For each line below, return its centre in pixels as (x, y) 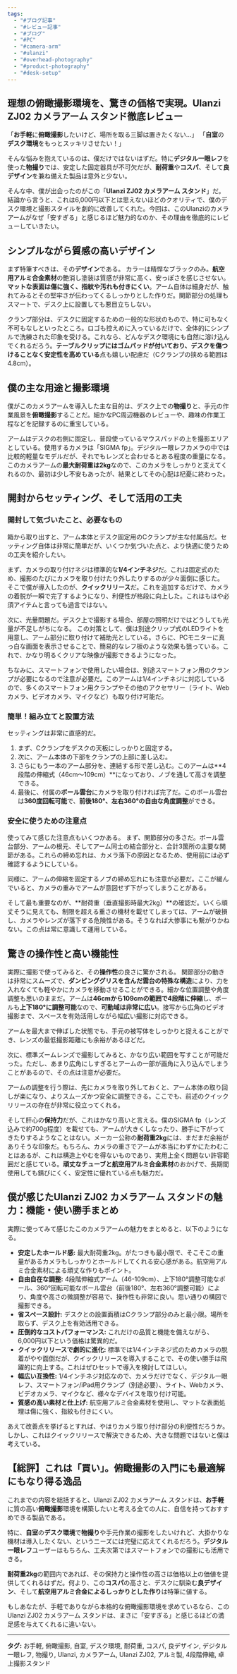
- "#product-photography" (52, 66)
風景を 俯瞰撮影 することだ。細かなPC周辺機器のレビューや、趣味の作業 (116, 415)
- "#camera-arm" (37, 47)
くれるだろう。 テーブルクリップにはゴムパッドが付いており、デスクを (115, 346)
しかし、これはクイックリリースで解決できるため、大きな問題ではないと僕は (119, 1435)
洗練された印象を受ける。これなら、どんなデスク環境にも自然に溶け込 (121, 337)
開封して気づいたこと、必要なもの (65, 520)
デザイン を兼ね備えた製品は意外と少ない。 (69, 176)
